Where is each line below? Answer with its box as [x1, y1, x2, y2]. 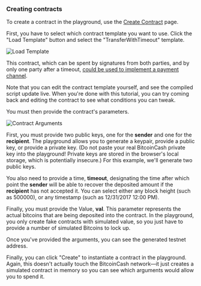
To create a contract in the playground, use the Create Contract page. [6, 19, 179, 26]
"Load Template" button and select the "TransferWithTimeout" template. [6, 36, 185, 44]
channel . [6, 72, 28, 80]
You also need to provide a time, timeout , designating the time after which [6, 175, 190, 182]
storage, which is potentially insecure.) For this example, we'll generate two [6, 157, 193, 164]
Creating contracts [6, 5, 63, 13]
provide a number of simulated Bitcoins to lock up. [6, 224, 131, 232]
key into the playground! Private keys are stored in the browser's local [6, 150, 179, 157]
